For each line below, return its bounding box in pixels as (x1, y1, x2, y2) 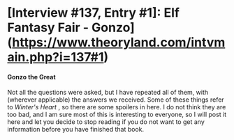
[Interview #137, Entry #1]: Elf (7, 5, 180, 21)
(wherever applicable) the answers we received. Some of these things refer (7, 95, 225, 104)
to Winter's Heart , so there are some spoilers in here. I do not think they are (7, 103, 226, 111)
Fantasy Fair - (7, 20, 89, 36)
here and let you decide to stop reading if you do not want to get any (7, 118, 205, 126)
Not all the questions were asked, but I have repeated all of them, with (7, 88, 208, 97)
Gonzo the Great (7, 72, 56, 81)
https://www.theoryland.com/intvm (12, 35, 226, 50)
